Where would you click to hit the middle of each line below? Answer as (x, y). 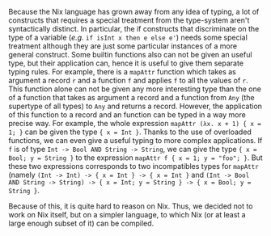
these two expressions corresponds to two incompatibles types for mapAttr (133, 166)
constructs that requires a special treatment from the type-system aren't (129, 20)
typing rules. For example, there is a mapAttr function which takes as (122, 72)
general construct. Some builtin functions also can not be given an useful (130, 55)
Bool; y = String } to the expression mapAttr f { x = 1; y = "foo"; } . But (135, 158)
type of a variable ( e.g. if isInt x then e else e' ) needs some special (128, 37)
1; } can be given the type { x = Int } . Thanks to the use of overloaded (130, 132)
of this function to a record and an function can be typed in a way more (127, 115)
